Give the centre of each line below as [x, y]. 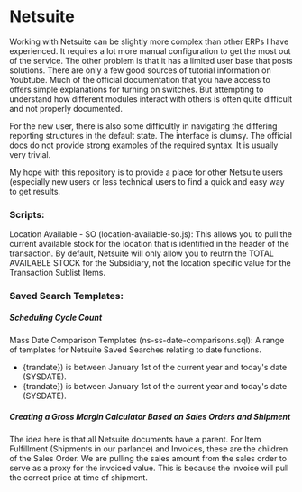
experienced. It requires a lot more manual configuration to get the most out [150, 50]
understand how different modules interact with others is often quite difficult [151, 99]
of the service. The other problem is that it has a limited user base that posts [151, 60]
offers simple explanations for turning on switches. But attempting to [137, 89]
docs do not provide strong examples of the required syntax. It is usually [144, 145]
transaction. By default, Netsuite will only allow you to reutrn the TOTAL [142, 253]
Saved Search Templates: [67, 296]
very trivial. [30, 154]
